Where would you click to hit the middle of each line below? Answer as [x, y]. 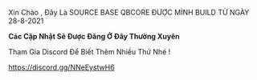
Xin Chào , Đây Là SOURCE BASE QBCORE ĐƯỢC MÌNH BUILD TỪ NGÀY [129, 12]
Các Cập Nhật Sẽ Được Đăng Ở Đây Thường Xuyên [94, 36]
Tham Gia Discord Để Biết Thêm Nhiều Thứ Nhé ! [90, 52]
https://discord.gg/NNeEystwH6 [61, 67]
